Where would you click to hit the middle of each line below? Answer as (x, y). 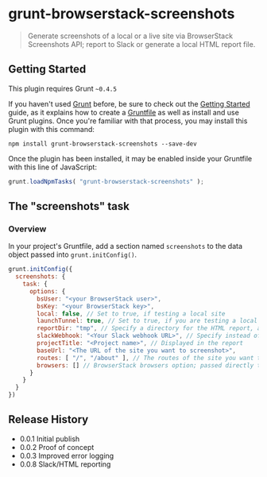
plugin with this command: (52, 129)
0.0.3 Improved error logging (67, 456)
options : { (47, 291)
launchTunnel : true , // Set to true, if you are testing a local (147, 321)
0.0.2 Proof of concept (57, 447)
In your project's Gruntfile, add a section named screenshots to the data (126, 246)
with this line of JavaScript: (53, 167)
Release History (48, 419)
